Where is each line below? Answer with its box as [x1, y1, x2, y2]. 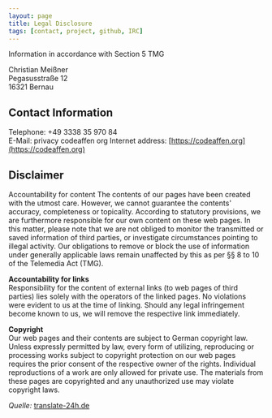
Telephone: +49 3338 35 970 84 [8, 127, 118, 137]
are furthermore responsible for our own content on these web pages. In [8, 216, 251, 225]
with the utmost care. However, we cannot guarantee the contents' [8, 198, 232, 208]
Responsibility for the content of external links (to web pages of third [8, 283, 238, 292]
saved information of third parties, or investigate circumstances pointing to [8, 233, 258, 242]
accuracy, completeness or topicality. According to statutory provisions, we [8, 207, 261, 216]
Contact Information [8, 106, 114, 119]
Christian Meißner [8, 65, 69, 75]
